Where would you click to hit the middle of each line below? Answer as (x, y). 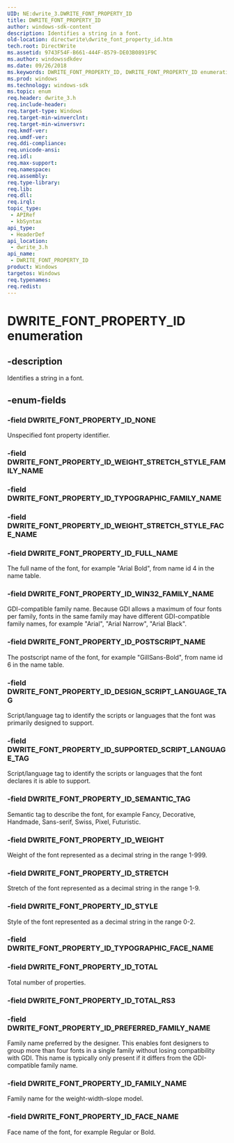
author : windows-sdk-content (49, 27)
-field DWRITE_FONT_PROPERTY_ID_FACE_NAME (93, 1116)
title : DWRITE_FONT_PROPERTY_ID (54, 20)
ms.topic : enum (29, 91)
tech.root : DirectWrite (42, 46)
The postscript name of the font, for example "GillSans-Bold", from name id (115, 657)
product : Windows (32, 267)
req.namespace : (29, 169)
